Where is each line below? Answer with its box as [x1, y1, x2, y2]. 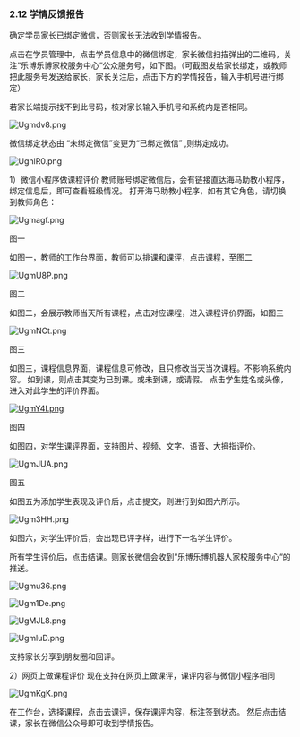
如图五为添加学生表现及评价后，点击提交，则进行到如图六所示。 [9, 496, 244, 507]
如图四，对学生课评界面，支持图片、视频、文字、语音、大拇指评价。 [9, 441, 261, 451]
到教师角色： [9, 197, 56, 208]
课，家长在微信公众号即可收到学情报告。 [9, 718, 159, 729]
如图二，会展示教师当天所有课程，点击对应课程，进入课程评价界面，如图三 [9, 307, 284, 319]
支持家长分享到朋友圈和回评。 [9, 651, 119, 662]
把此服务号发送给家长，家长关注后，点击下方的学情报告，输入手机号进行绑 [9, 72, 284, 82]
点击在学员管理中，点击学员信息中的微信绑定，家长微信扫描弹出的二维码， [9, 49, 284, 60]
